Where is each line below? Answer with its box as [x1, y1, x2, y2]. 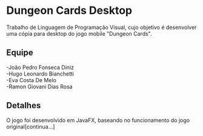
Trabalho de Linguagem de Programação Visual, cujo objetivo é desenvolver [6, 24, 197, 31]
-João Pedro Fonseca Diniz [6, 63, 75, 71]
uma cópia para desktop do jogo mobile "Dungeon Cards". [6, 30, 153, 37]
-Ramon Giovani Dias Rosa [6, 83, 73, 90]
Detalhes [6, 100, 41, 111]
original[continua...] [6, 123, 55, 130]
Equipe [6, 48, 33, 58]
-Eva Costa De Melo [6, 76, 56, 83]
